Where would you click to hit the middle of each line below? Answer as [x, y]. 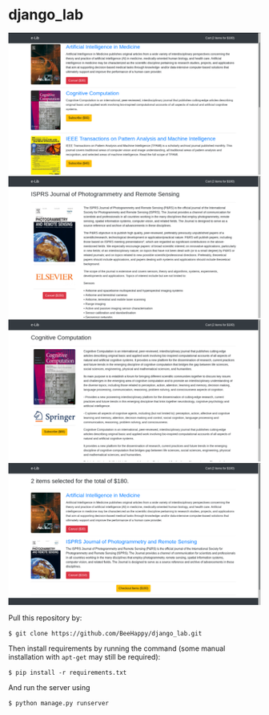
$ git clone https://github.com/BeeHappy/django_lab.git [105, 633]
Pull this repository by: [45, 617]
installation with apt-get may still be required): [84, 656]
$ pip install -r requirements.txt [68, 672]
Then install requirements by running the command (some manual [117, 648]
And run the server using [49, 687]
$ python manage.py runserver [59, 703]
